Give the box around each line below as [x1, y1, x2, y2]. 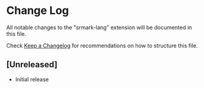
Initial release [15, 75, 49, 83]
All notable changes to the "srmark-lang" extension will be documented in [6, 24, 192, 31]
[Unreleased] [6, 59, 58, 70]
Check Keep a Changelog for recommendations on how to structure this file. [6, 42, 199, 49]
